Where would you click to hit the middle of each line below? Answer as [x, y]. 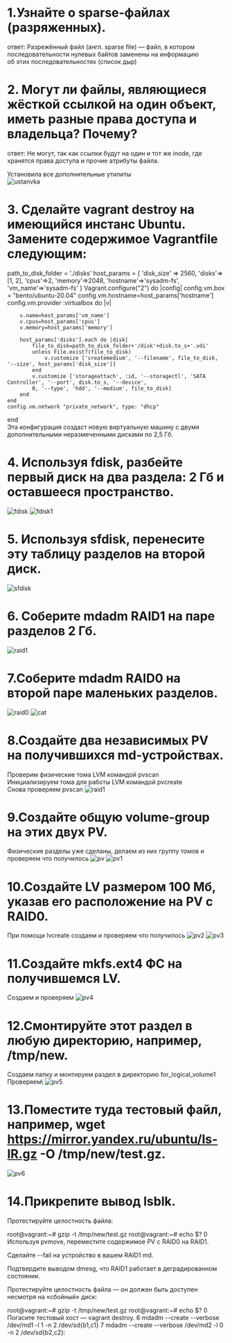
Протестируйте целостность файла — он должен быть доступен [102, 1289]
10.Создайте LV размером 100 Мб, [111, 887]
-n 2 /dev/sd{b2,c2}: [36, 1333]
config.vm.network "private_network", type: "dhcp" [83, 407]
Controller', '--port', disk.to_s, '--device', [77, 382]
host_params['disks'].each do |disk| [74, 340]
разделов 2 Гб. [52, 631]
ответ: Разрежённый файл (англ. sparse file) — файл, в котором [101, 47]
